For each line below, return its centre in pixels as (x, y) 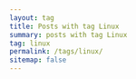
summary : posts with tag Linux (68, 35)
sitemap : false (38, 60)
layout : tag (32, 18)
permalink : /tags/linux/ (56, 52)
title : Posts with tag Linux (64, 26)
